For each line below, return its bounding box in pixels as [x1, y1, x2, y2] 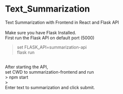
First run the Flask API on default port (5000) [5, 35, 94, 41]
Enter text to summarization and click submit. [5, 84, 95, 90]
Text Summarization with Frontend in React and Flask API [5, 19, 120, 25]
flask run [16, 49, 35, 55]
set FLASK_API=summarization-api [16, 44, 87, 50]
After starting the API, [5, 64, 48, 70]
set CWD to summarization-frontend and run [5, 69, 94, 75]
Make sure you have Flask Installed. [5, 30, 77, 35]
